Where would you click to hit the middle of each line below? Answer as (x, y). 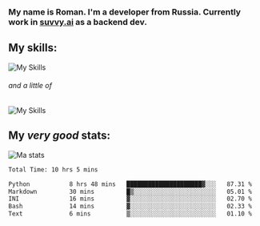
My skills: (33, 48)
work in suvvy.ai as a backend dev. (78, 22)
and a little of (30, 86)
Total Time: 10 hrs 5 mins (53, 169)
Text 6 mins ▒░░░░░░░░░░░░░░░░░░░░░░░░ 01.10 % (130, 214)
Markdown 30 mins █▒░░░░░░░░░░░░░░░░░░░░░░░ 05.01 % (130, 192)
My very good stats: (59, 136)
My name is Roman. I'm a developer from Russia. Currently (125, 12)
